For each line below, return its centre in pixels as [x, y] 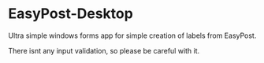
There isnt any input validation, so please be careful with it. [104, 50]
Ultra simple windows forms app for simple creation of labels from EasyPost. [132, 35]
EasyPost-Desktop [71, 14]
